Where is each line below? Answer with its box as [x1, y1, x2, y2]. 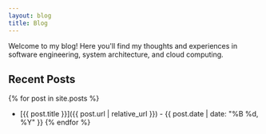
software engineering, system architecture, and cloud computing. [8, 49, 224, 59]
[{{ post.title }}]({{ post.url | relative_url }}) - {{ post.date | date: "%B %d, [19, 109, 259, 119]
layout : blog [8, 11, 52, 20]
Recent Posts [8, 73, 76, 86]
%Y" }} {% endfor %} [19, 117, 91, 128]
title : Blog [8, 19, 48, 27]
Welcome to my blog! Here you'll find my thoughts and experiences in [8, 41, 238, 50]
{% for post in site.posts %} [8, 93, 100, 104]
